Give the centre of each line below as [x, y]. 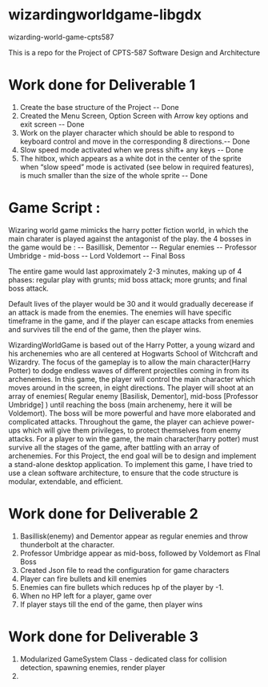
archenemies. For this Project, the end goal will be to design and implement [132, 456]
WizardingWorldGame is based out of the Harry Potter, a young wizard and [132, 345]
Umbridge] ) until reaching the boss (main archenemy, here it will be [120, 404]
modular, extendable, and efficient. [66, 481]
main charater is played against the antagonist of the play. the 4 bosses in [130, 238]
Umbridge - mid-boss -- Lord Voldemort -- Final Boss [97, 255]
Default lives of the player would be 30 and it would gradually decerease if [131, 303]
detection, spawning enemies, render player [92, 667]
